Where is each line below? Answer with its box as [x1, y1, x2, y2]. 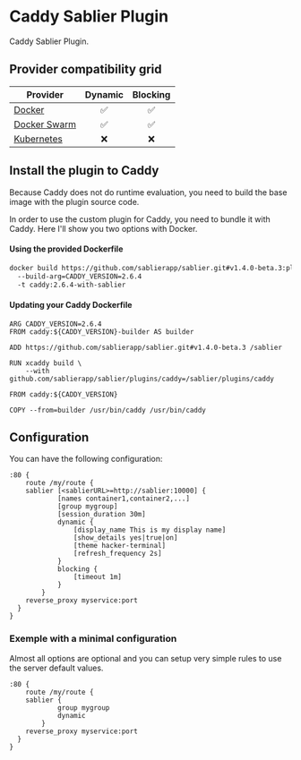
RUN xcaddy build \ [9, 358, 82, 368]
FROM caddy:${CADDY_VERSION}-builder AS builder [9, 327, 194, 337]
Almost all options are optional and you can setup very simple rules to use [9, 653, 282, 663]
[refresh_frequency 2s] [73, 549, 163, 559]
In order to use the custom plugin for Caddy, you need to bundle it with [9, 213, 271, 225]
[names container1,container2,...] [56, 494, 191, 503]
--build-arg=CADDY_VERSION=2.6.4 [17, 271, 142, 281]
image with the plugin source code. [9, 196, 140, 207]
